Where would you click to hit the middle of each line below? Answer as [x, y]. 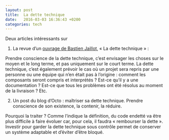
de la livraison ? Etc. [26, 91]
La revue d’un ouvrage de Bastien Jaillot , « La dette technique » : [81, 48]
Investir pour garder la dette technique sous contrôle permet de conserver [83, 127]
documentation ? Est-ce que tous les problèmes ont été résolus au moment [84, 86]
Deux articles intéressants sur [36, 39]
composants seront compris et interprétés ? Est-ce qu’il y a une [72, 80]
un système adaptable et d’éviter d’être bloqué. [55, 132]
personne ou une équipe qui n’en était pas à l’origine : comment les [76, 75]
